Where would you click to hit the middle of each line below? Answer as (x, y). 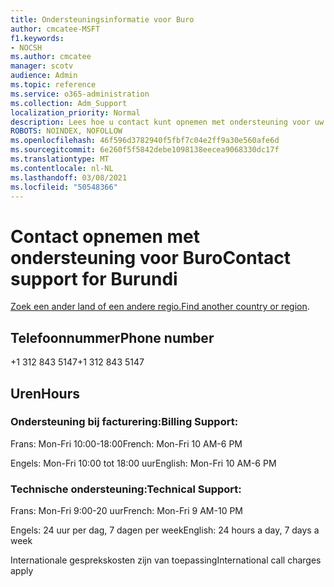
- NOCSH (26, 47)
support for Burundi (94, 278)
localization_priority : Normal (75, 112)
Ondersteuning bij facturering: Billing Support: (124, 422)
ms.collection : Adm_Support (69, 103)
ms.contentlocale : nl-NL (62, 168)
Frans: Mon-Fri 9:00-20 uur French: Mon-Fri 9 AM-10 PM (127, 511)
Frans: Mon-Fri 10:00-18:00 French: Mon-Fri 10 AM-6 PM (126, 443)
